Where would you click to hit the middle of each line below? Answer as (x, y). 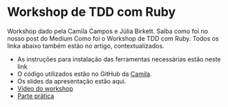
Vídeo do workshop (45, 88)
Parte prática (36, 96)
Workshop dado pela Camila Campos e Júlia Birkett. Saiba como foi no (108, 31)
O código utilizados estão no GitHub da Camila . (84, 74)
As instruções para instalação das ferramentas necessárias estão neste (119, 59)
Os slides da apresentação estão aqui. (72, 81)
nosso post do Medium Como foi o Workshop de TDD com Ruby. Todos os (113, 38)
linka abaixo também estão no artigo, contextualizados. (86, 46)
